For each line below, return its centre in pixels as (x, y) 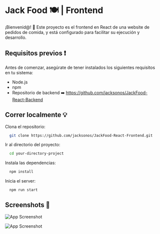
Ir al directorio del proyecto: (33, 145)
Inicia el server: (20, 181)
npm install (22, 172)
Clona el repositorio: (25, 126)
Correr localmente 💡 (36, 115)
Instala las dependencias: (31, 163)
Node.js (20, 82)
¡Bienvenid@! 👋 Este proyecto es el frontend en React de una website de (77, 27)
